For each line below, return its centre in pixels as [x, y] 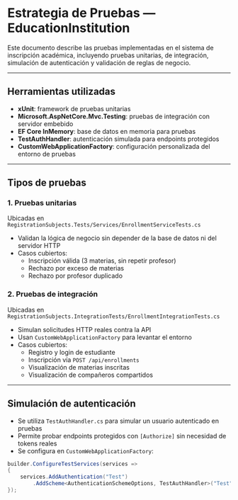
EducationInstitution [69, 28]
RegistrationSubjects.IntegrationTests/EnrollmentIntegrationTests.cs [114, 317]
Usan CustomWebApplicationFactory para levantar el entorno [105, 337]
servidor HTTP [39, 246]
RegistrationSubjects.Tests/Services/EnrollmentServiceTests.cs [104, 225]
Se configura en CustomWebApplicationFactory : [85, 450]
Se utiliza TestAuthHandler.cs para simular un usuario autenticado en [118, 421]
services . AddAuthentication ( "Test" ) [74, 477]
